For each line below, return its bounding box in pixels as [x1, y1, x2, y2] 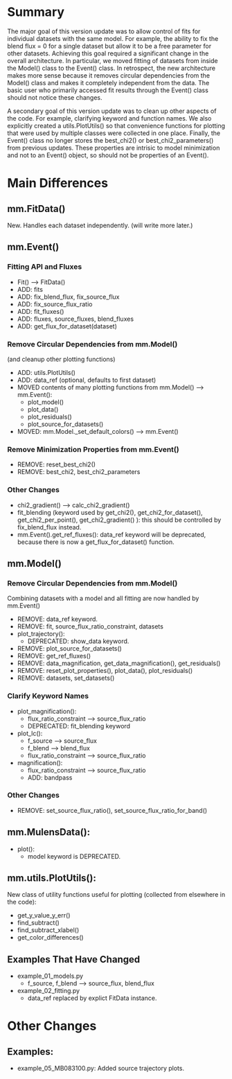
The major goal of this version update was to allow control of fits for [7, 27, 201, 35]
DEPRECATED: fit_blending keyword [27, 721, 130, 730]
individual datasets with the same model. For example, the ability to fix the [7, 34, 219, 42]
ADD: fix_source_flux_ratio [17, 299, 93, 308]
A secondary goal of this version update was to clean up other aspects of [7, 107, 217, 115]
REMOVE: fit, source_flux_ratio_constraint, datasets [17, 622, 164, 631]
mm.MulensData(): [7, 826, 91, 839]
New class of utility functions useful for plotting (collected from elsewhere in [7, 891, 226, 899]
